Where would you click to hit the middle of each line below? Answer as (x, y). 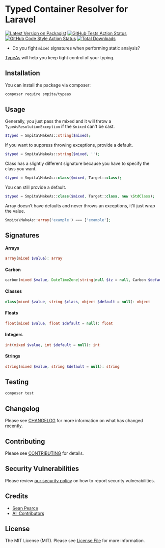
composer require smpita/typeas (38, 94)
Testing (17, 382)
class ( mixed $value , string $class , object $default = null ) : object (78, 302)
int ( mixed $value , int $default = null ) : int (53, 345)
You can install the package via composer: (48, 85)
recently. (14, 426)
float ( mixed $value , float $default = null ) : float (59, 323)
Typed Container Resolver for (67, 9)
